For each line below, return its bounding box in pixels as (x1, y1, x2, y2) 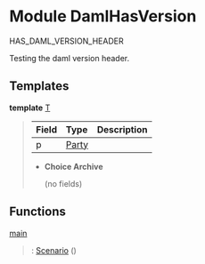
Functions (9, 204, 67, 220)
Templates (9, 78, 70, 94)
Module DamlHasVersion (9, 6, 197, 27)
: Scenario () (30, 244, 78, 255)
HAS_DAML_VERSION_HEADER (9, 36, 124, 46)
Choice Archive (44, 161, 103, 172)
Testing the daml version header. (9, 52, 130, 63)
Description (96, 123, 148, 135)
